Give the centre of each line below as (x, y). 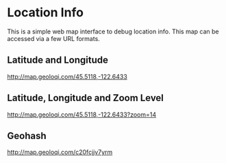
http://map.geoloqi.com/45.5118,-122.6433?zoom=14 (82, 115)
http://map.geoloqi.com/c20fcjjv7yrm (60, 152)
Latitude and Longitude (58, 60)
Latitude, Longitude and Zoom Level (86, 98)
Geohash (27, 135)
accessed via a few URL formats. (54, 38)
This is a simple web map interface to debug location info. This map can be (113, 31)
